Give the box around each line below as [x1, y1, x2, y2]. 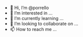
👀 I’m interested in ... [10, 10, 53, 16]
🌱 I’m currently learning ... [10, 15, 64, 21]
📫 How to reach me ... [10, 26, 57, 32]
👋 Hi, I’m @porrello [10, 5, 49, 10]
